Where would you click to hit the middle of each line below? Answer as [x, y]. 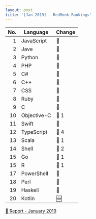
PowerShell [35, 173]
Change [66, 32]
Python [30, 57]
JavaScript [34, 40]
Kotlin [28, 198]
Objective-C [36, 115]
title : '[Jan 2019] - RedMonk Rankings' [49, 15]
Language [36, 32]
